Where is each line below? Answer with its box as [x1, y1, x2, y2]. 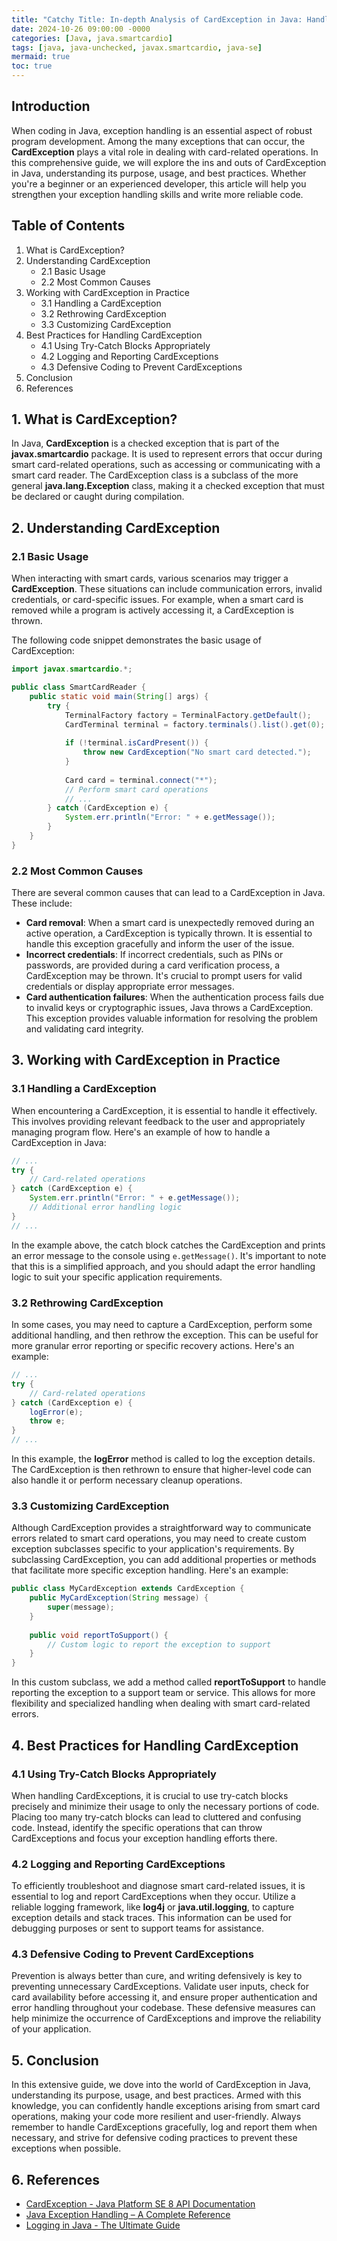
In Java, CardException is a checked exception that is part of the [11, 437, 280, 450]
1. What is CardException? [11, 411, 178, 428]
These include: [11, 897, 73, 910]
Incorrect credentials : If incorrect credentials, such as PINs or [25, 949, 284, 961]
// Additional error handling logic [29, 1202, 183, 1213]
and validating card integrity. [25, 1023, 144, 1035]
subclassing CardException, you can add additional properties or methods [11, 1554, 317, 1566]
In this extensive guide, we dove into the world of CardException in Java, [11, 2079, 311, 2091]
